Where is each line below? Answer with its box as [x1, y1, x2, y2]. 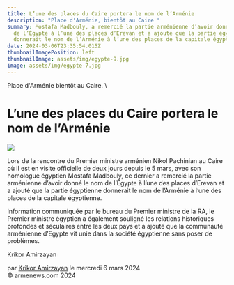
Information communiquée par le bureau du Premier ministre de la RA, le [7, 207, 214, 215]
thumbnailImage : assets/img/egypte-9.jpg [7, 56, 130, 63]
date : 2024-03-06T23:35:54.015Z [7, 43, 101, 49]
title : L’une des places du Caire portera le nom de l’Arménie [7, 10, 195, 17]
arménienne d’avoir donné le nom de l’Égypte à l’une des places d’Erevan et [7, 178, 225, 187]
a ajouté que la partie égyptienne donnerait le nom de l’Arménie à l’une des [7, 186, 221, 194]
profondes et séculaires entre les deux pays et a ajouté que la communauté [7, 222, 224, 230]
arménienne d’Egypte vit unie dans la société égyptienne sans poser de [7, 229, 212, 238]
